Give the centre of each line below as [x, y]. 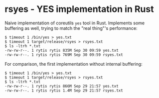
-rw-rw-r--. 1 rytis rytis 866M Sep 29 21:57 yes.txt [62, 86]
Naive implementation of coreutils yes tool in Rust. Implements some [75, 23]
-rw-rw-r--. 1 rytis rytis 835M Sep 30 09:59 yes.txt [62, 50]
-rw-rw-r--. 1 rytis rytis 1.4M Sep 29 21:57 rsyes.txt [64, 91]
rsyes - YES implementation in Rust [79, 9]
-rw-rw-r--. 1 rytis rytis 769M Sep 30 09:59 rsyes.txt [64, 55]
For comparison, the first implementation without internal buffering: [74, 64]
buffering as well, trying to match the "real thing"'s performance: [71, 28]
